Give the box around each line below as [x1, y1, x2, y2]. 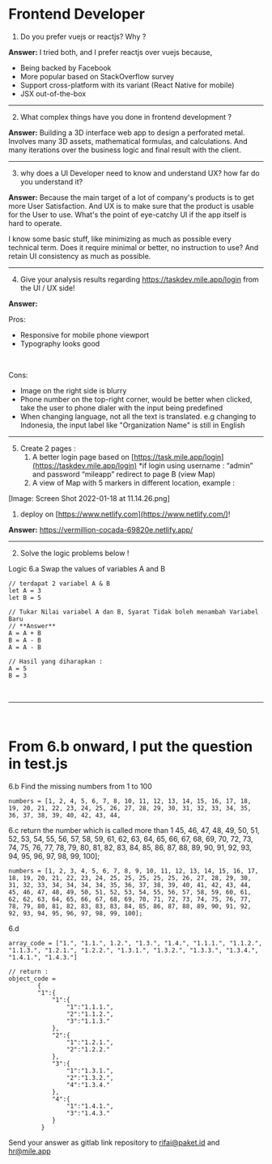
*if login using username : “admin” [138, 461, 253, 470]
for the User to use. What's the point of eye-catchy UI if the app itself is [8, 210, 247, 219]
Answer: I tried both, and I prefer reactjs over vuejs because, [8, 47, 213, 57]
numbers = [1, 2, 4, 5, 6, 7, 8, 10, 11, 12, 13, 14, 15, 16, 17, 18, [8, 797, 252, 805]
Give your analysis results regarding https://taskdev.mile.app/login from [19, 274, 259, 284]
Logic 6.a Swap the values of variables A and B [8, 563, 166, 573]
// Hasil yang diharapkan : [8, 657, 104, 665]
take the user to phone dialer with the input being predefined [19, 402, 223, 413]
